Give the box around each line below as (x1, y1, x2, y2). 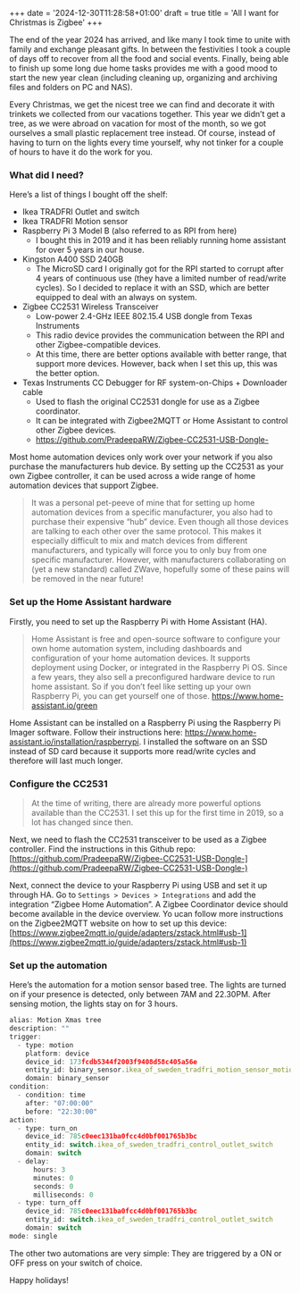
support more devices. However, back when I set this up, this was (35, 358, 279, 369)
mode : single (9, 1231, 58, 1240)
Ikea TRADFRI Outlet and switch (21, 206, 140, 217)
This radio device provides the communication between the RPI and (35, 330, 285, 340)
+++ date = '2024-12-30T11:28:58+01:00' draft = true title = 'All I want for (9, 8, 279, 18)
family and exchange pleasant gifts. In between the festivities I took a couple (9, 44, 291, 55)
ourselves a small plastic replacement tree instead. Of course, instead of (9, 128, 276, 138)
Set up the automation (9, 959, 108, 971)
